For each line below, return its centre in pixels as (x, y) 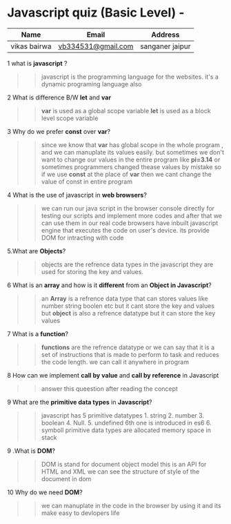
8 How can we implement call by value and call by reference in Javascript (113, 375)
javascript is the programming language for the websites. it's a (130, 77)
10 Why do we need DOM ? (45, 492)
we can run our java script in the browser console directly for (128, 208)
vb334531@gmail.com (96, 46)
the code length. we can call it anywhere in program (115, 362)
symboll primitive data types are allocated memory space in (126, 430)
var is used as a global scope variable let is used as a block (126, 110)
